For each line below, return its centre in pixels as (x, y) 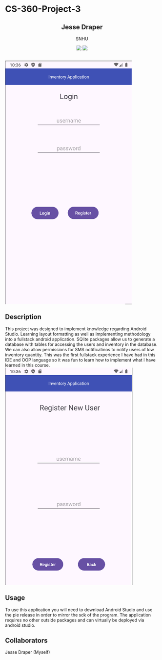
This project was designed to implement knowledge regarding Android (76, 329)
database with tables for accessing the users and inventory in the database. (81, 344)
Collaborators (26, 641)
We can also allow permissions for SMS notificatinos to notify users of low (80, 349)
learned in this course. (28, 365)
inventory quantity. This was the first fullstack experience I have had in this (80, 355)
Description (23, 317)
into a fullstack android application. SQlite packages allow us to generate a (80, 339)
